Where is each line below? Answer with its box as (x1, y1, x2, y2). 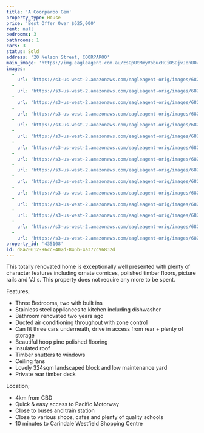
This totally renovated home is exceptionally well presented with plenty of (6, 263, 191, 271)
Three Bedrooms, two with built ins (15, 299, 103, 307)
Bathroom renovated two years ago (15, 313, 104, 320)
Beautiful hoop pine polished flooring (15, 338, 108, 345)
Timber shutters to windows (15, 351, 86, 359)
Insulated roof (15, 345, 50, 352)
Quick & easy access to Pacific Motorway (15, 401, 120, 408)
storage (15, 332, 35, 339)
